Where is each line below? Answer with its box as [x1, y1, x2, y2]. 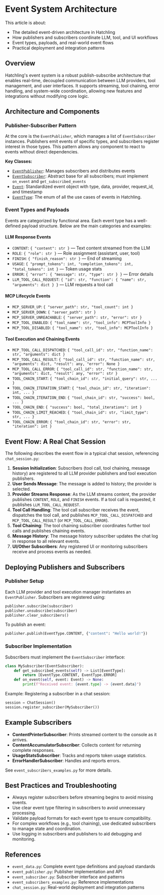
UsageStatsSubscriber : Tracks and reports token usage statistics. [12, 752, 147, 758]
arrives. [12, 737, 28, 743]
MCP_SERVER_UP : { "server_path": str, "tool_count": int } [12, 304, 134, 310]
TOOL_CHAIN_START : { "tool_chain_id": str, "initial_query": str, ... [12, 375, 158, 382]
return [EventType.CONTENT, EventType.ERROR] [23, 673, 117, 678]
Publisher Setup [5, 578, 44, 585]
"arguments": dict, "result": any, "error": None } [12, 361, 120, 367]
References [5, 850, 41, 859]
